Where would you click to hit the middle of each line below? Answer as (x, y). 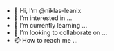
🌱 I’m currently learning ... (50, 25)
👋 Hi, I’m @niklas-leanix (47, 11)
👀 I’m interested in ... (43, 18)
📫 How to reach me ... (46, 40)
